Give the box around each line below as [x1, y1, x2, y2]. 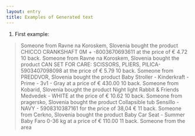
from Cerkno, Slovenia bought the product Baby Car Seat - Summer [20, 111, 186, 118]
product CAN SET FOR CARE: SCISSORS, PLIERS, [20, 60, 141, 68]
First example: [14, 30, 49, 37]
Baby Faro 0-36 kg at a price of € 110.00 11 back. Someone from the [20, 117, 186, 124]
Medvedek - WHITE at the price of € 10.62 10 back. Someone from [20, 92, 183, 99]
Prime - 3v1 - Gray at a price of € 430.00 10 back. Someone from [20, 79, 179, 86]
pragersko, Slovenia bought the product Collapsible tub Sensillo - [20, 98, 180, 105]
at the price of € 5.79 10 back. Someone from [63, 67, 174, 74]
